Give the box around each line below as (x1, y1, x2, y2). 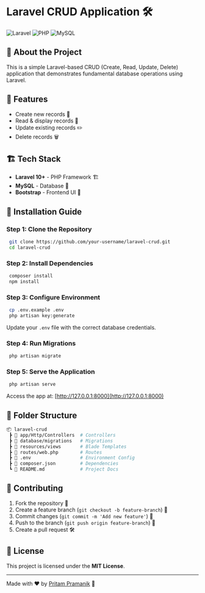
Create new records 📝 (15, 110, 71, 118)
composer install (9, 273, 53, 279)
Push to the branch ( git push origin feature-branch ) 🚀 (15, 519, 156, 526)
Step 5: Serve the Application (6, 368, 95, 376)
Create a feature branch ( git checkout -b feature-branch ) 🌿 (15, 506, 168, 513)
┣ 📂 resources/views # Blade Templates (9, 444, 127, 450)
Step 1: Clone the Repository (6, 225, 92, 233)
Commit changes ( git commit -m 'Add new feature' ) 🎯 (15, 512, 154, 519)
